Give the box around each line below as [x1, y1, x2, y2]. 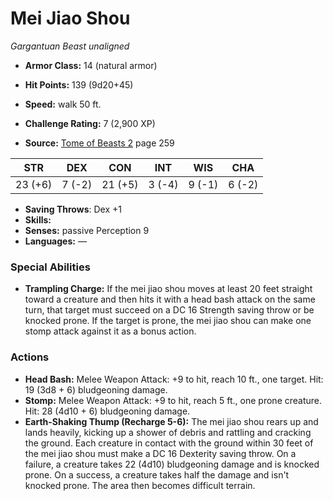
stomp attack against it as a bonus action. [24, 325, 197, 337]
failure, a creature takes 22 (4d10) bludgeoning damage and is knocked [24, 458, 320, 470]
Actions [10, 350, 50, 364]
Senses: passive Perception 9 [24, 224, 150, 236]
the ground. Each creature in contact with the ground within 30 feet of [24, 437, 314, 449]
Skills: [24, 213, 52, 226]
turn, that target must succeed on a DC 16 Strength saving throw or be [24, 304, 315, 316]
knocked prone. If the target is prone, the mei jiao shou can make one [24, 315, 312, 327]
